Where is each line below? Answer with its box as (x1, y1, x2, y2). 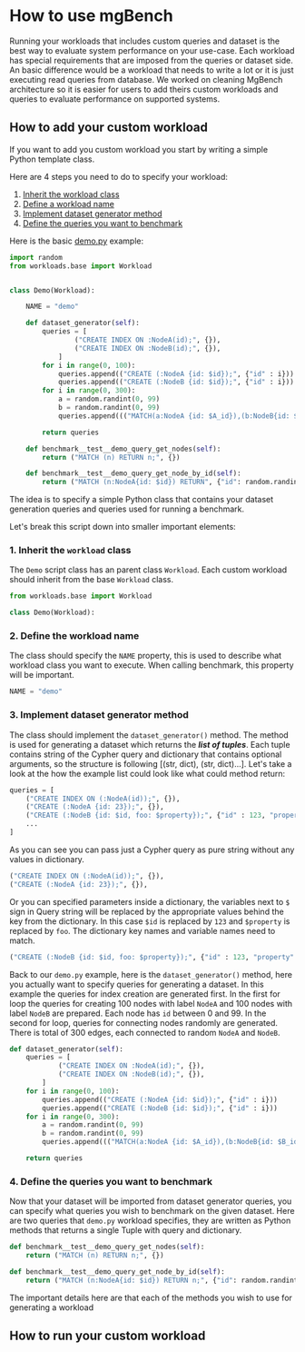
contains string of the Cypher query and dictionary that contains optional (9, 749, 282, 760)
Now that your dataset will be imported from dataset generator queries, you (9, 1196, 292, 1207)
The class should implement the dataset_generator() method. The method (9, 729, 289, 741)
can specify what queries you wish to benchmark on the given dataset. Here (9, 1206, 295, 1217)
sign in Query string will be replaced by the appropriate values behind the (9, 906, 284, 917)
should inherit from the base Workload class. (9, 574, 174, 585)
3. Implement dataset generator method (9, 709, 189, 721)
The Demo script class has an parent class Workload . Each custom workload (9, 564, 288, 575)
